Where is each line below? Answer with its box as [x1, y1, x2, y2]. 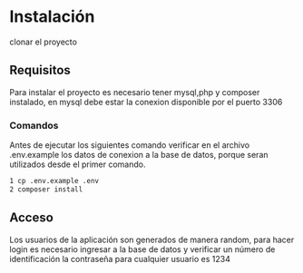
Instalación [9, 6, 95, 27]
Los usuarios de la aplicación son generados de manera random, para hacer [9, 234, 295, 245]
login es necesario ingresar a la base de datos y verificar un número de [9, 243, 276, 255]
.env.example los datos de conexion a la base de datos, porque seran [9, 150, 269, 161]
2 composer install [9, 184, 83, 194]
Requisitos [9, 63, 71, 78]
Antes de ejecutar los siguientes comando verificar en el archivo [9, 140, 250, 151]
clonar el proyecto [9, 36, 77, 47]
